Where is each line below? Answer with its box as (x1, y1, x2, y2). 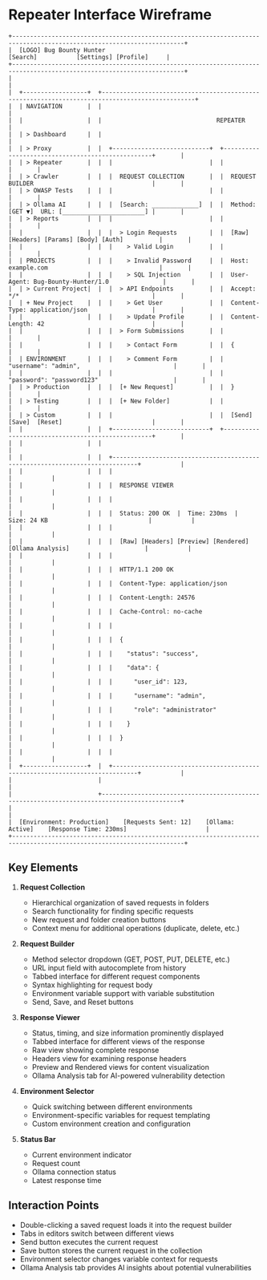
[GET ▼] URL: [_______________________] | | (8, 207, 184, 216)
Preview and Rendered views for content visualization (31, 1062, 210, 1071)
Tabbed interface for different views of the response (31, 1036, 205, 1046)
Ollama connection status (31, 1167, 116, 1177)
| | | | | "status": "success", (8, 650, 199, 658)
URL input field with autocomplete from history (31, 962, 187, 972)
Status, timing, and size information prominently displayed (31, 1028, 225, 1038)
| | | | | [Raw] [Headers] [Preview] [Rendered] (8, 537, 249, 545)
